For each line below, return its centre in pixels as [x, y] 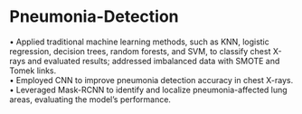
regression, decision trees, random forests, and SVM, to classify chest [140, 51]
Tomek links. [33, 71]
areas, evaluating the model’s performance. [90, 99]
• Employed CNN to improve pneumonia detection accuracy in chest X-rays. [151, 80]
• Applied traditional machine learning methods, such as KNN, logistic [139, 42]
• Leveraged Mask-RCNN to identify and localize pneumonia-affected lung [148, 90]
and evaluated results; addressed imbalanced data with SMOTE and [154, 61]
